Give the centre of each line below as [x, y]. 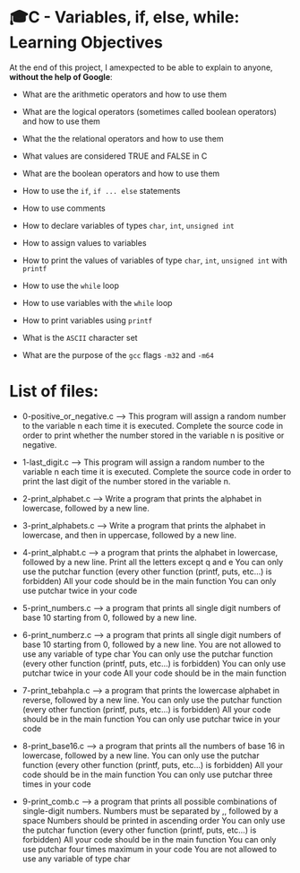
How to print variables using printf [87, 320]
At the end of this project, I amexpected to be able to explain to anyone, [141, 67]
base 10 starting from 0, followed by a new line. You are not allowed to [152, 644]
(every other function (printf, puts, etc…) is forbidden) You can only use [154, 663]
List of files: [54, 392]
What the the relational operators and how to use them [123, 138]
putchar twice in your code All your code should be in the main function [154, 673]
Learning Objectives [86, 43]
